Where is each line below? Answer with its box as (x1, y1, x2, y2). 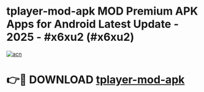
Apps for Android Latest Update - (6, 17, 179, 31)
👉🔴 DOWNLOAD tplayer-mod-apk (6, 73, 185, 87)
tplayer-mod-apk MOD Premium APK (6, 4, 198, 18)
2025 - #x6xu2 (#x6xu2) (6, 30, 135, 44)
